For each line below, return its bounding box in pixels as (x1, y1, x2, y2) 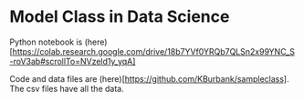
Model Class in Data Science (9, 6, 230, 27)
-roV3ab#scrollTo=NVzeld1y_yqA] (9, 56, 136, 66)
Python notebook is (9, 36, 83, 47)
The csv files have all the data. (9, 83, 125, 94)
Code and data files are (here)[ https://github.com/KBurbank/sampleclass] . (9, 73, 289, 84)
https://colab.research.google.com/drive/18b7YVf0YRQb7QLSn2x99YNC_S (12, 45, 295, 56)
